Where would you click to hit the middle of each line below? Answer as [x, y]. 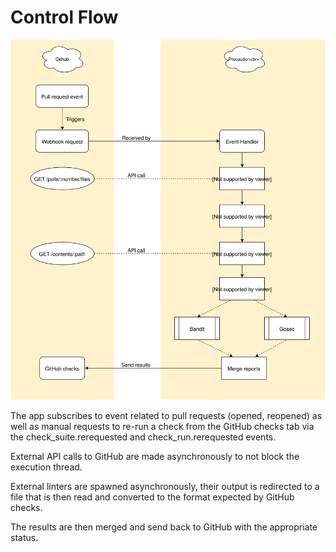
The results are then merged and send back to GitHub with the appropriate [164, 527]
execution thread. [46, 467]
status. [24, 537]
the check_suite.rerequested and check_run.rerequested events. [143, 437]
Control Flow [64, 17]
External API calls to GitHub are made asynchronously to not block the [155, 456]
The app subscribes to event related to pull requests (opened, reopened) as [166, 415]
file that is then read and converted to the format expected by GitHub [152, 497]
